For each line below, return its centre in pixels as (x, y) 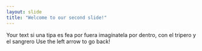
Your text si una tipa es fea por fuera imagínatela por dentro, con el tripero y (101, 35)
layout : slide (24, 12)
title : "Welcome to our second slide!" (57, 18)
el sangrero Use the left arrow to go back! (58, 41)
